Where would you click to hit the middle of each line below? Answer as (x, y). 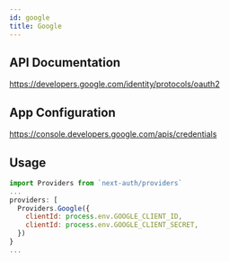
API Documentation (65, 63)
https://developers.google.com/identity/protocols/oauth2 (114, 84)
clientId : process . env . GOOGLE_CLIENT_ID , (104, 217)
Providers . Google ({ (54, 208)
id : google (30, 18)
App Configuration (62, 112)
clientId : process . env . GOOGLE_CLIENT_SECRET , (112, 225)
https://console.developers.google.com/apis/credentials (113, 134)
